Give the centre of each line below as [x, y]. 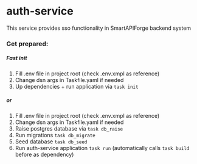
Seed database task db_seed [51, 142]
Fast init [17, 58]
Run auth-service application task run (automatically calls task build [102, 148]
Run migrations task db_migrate [55, 135]
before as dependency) [44, 154]
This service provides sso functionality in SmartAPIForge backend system [99, 28]
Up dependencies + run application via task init [77, 86]
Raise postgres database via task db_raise [69, 128]
